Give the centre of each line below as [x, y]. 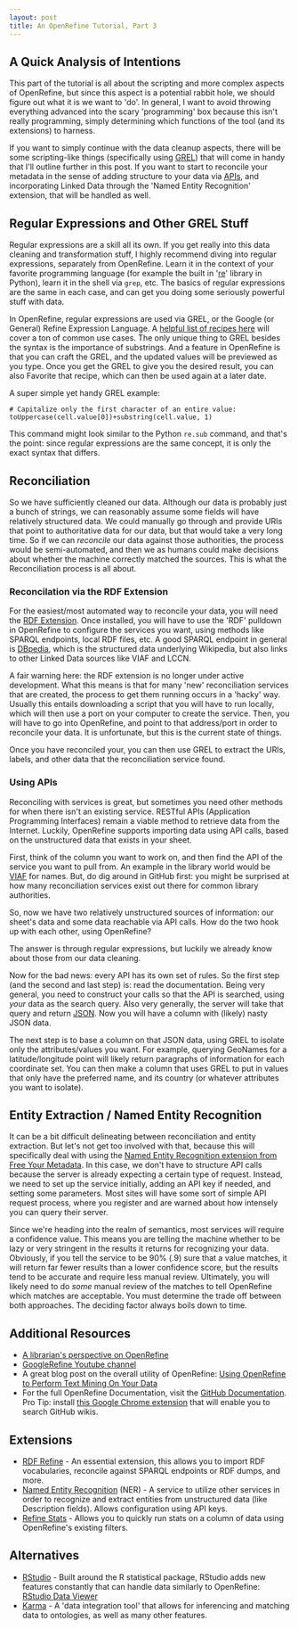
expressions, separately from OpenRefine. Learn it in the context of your [141, 264]
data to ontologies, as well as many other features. [114, 1615]
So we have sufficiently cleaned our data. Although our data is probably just [148, 502]
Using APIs [33, 783]
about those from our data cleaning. [75, 958]
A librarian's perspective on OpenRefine [95, 1355]
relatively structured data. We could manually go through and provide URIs [146, 521]
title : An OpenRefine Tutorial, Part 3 [83, 26]
